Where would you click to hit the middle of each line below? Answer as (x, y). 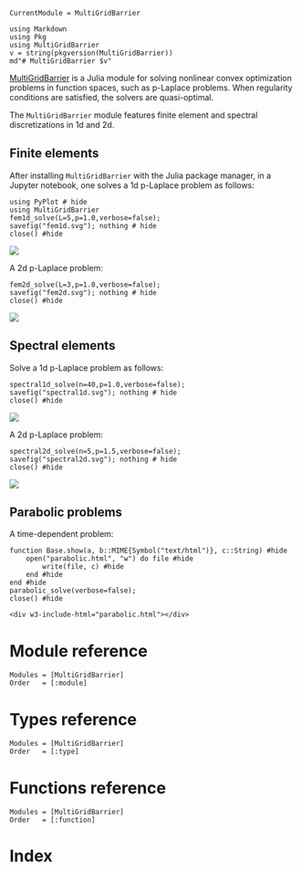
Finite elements (54, 154)
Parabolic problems (66, 513)
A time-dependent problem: (62, 534)
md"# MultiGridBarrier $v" (61, 61)
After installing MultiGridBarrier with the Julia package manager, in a (141, 175)
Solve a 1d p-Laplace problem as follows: (87, 367)
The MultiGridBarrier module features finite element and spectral (134, 115)
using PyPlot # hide (49, 202)
